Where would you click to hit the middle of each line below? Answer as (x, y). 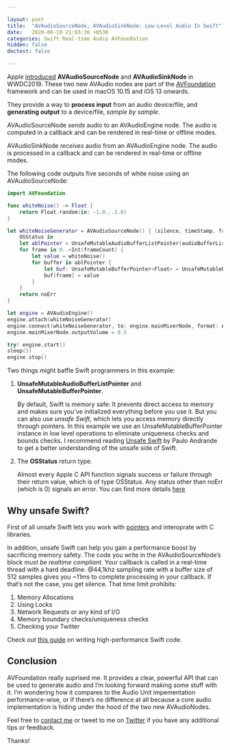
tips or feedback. (31, 727)
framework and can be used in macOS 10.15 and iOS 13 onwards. (99, 91)
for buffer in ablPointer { (72, 262)
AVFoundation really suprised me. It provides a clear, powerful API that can (113, 677)
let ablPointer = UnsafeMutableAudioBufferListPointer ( (101, 244)
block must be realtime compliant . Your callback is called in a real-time (107, 562)
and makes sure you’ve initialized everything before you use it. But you (117, 412)
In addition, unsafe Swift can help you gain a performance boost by (102, 547)
